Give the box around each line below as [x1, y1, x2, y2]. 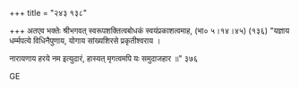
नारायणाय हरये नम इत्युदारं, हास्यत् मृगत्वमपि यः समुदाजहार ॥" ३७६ [9, 53, 199, 63]
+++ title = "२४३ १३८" [9, 8, 88, 18]
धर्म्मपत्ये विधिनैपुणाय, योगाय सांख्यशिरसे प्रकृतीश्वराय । [9, 36, 161, 45]
